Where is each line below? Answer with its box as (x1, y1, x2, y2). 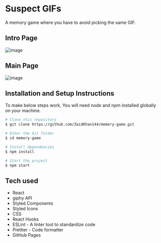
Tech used (5, 176, 38, 185)
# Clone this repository (5, 118, 57, 122)
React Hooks (12, 216, 39, 222)
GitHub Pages (12, 232, 41, 238)
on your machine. (5, 108, 41, 114)
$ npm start (5, 163, 30, 168)
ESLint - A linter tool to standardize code (12, 222, 95, 228)
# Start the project (5, 158, 48, 163)
